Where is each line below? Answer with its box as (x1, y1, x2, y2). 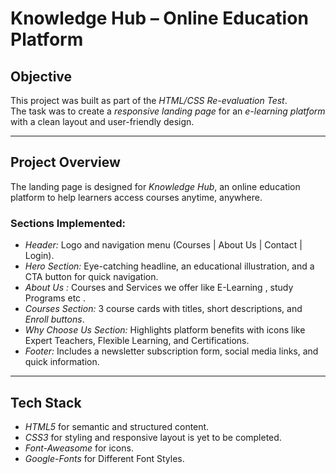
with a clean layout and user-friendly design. (10, 116, 195, 127)
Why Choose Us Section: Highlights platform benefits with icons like (24, 324, 306, 336)
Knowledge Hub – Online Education (10, 7, 309, 30)
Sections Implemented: (10, 216, 126, 230)
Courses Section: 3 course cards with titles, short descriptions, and (24, 303, 303, 315)
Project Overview (10, 154, 121, 171)
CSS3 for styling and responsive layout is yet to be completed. (24, 431, 282, 443)
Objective (10, 68, 73, 85)
